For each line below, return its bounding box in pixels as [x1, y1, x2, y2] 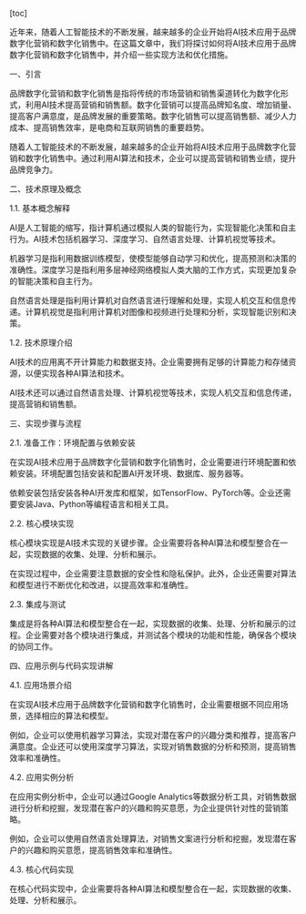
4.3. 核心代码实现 [9, 864, 75, 875]
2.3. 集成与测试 [9, 599, 66, 609]
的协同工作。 [9, 641, 57, 652]
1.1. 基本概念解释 [9, 203, 71, 213]
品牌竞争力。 [9, 164, 57, 175]
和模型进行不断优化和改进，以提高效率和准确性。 [9, 580, 193, 590]
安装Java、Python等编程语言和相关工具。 [16, 499, 174, 509]
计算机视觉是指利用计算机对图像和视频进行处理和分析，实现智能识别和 [25, 307, 289, 317]
